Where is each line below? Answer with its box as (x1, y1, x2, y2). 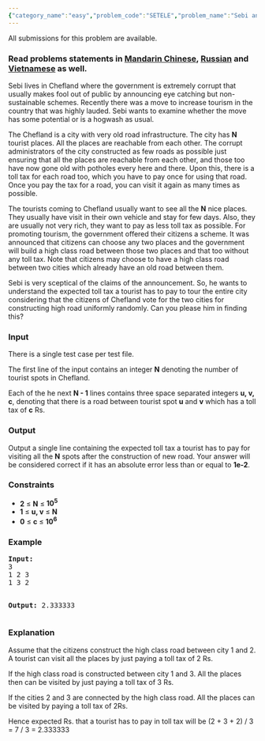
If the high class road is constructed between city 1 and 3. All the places (8, 669, 242, 679)
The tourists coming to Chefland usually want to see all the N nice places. (8, 203, 248, 214)
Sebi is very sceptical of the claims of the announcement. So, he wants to (8, 278, 248, 287)
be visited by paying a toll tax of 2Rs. (8, 701, 129, 710)
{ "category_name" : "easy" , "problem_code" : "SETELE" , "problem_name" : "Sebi (8, 11, 248, 20)
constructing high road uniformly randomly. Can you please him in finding (8, 303, 248, 312)
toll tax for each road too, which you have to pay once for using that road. (8, 172, 247, 181)
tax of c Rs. (8, 405, 46, 415)
